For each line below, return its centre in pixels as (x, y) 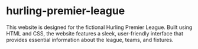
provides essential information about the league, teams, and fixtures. (90, 40)
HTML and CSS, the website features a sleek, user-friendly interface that (95, 33)
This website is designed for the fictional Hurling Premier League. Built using (99, 27)
